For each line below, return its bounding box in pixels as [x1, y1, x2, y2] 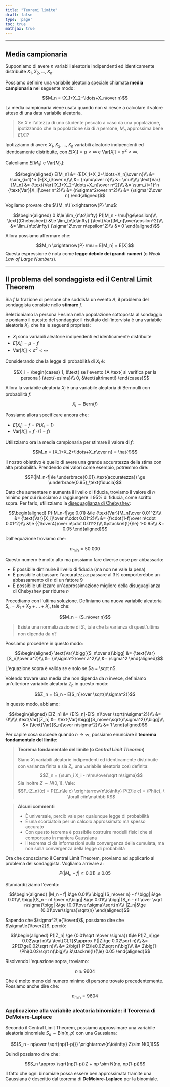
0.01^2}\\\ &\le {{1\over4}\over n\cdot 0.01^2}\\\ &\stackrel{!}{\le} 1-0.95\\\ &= [6, 521, 164, 527]
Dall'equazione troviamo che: [5, 536, 66, 542]
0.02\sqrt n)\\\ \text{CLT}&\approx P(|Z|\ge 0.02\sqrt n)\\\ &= [22, 937, 148, 944]
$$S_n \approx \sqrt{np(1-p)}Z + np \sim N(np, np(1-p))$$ [24, 1061, 146, 1067]
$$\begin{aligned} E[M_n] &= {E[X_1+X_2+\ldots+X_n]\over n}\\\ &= [15, 171, 155, 177]
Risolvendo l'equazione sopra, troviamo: [5, 958, 89, 964]
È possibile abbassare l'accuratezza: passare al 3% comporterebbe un [12, 572, 160, 578]
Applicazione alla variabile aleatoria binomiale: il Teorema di [5, 1007, 156, 1014]
